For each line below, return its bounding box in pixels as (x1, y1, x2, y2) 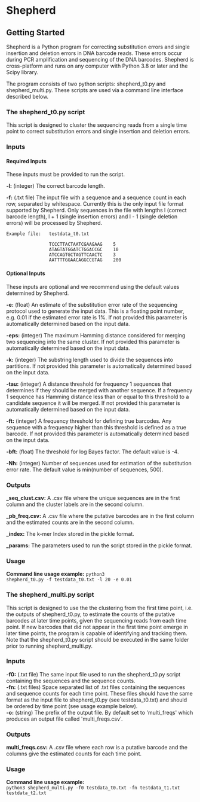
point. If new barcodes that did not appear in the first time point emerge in (6, 623, 188, 630)
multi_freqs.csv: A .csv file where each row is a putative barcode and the (6, 744, 188, 751)
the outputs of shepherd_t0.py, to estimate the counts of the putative (6, 611, 175, 618)
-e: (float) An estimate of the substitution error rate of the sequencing (6, 301, 178, 308)
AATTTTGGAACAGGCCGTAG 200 (48, 257, 121, 263)
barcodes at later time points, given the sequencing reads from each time (6, 617, 187, 624)
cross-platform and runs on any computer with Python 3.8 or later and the (6, 62, 188, 69)
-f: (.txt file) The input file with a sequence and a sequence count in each (6, 194, 186, 201)
